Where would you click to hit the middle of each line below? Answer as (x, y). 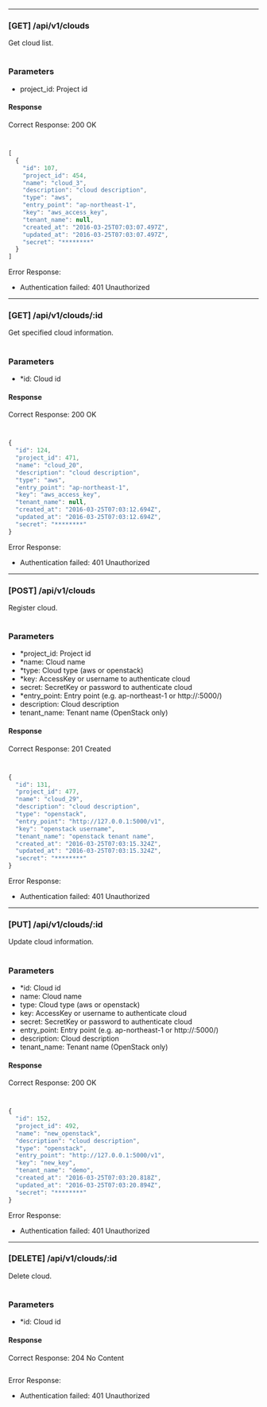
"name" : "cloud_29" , (49, 800)
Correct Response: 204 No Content (66, 1358)
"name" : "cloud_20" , (49, 465)
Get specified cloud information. (61, 333)
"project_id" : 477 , (48, 792)
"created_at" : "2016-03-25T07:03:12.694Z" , (88, 510)
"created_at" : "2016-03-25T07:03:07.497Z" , (96, 227)
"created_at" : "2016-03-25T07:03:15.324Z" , (88, 843)
